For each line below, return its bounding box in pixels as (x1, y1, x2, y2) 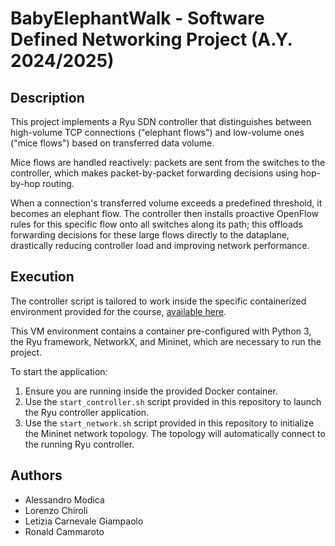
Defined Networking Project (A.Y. (10, 28, 293, 51)
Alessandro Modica (24, 493, 105, 506)
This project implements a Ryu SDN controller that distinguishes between (10, 116, 312, 127)
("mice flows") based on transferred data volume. (10, 137, 215, 149)
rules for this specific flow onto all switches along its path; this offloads (10, 218, 303, 230)
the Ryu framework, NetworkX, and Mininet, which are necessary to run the (10, 335, 322, 347)
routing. (42, 178, 75, 189)
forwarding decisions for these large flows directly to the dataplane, (10, 229, 290, 241)
